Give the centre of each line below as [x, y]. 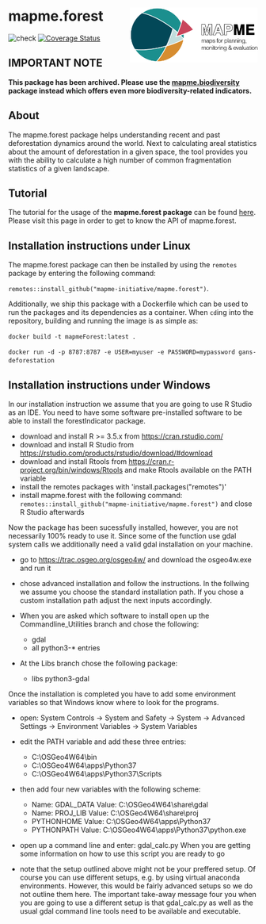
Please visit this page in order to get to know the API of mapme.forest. [122, 220]
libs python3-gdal [60, 679]
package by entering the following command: [82, 274]
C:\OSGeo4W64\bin [64, 757]
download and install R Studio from [77, 445]
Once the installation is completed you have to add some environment [122, 694]
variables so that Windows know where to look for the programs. [114, 702]
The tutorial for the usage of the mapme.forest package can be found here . [132, 213]
